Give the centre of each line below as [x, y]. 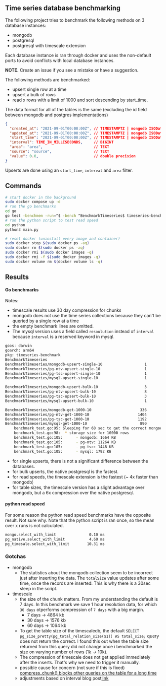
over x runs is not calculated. [35, 525]
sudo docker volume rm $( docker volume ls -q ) [54, 262]
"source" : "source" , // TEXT [60, 152]
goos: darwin [19, 346]
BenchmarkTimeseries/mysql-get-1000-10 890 [76, 424]
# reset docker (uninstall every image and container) [63, 239]
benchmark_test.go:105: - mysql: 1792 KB [63, 451]
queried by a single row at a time [45, 321]
